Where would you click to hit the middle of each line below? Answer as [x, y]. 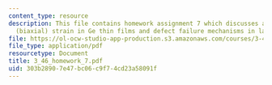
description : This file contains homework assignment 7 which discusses [134, 23]
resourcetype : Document [49, 53]
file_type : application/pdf [56, 46]
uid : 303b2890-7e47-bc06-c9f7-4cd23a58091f [83, 69]
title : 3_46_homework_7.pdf [56, 62]
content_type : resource [49, 16]
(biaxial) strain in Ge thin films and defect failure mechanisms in [135, 31]
